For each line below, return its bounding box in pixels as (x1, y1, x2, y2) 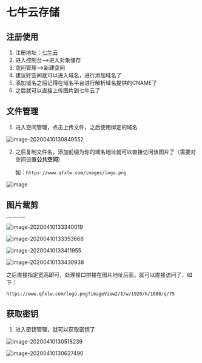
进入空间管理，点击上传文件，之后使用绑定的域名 (15, 123, 138, 131)
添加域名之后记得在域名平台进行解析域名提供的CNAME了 (15, 80, 158, 86)
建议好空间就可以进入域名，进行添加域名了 (15, 72, 122, 79)
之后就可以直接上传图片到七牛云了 (15, 87, 101, 94)
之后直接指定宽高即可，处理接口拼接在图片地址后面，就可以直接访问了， (6, 271, 187, 278)
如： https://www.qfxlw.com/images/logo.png (15, 168, 127, 176)
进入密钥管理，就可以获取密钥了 (15, 326, 95, 333)
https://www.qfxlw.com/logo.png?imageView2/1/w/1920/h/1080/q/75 (6, 291, 175, 297)
